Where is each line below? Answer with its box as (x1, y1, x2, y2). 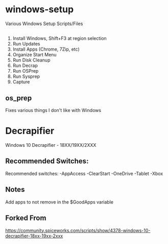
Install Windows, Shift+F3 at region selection (12, 35, 107, 41)
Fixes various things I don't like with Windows (5, 107, 101, 114)
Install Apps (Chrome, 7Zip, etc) (12, 46, 80, 52)
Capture (12, 79, 30, 85)
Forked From (5, 214, 46, 223)
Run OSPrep (12, 68, 39, 74)
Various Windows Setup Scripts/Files (5, 20, 83, 27)
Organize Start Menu (12, 52, 57, 58)
